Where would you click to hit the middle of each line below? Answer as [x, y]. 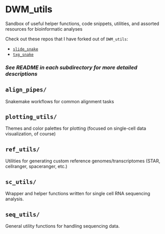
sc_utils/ [21, 182]
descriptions [21, 74]
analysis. [15, 199]
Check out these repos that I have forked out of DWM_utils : [67, 39]
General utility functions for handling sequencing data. [63, 226]
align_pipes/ [26, 90]
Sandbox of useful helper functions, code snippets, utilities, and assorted [82, 24]
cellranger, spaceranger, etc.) [36, 167]
